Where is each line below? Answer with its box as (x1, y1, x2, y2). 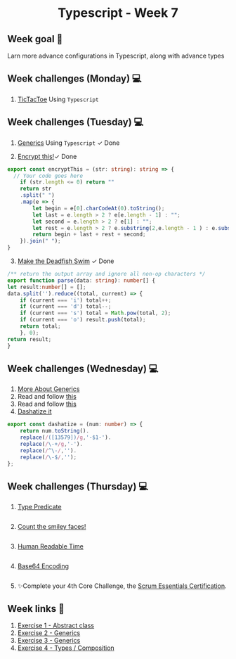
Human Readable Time (17, 542, 84, 551)
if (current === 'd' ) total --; (20, 303, 112, 310)
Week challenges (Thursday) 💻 (7, 480, 149, 492)
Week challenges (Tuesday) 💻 (7, 116, 144, 128)
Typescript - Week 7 (58, 5, 178, 21)
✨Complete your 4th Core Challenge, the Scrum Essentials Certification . (17, 582, 227, 590)
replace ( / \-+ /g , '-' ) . (20, 440, 83, 447)
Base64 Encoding (17, 562, 69, 570)
